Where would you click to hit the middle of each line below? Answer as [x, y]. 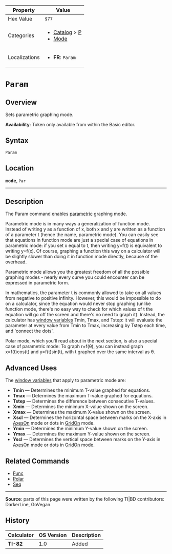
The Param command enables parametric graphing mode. [66, 214]
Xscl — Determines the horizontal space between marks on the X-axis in [90, 417]
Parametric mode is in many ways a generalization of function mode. [78, 224]
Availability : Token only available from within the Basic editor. [70, 125]
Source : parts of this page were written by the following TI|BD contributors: [85, 499]
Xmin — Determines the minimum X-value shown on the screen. [81, 407]
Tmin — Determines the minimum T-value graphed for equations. [81, 390]
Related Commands [37, 461]
